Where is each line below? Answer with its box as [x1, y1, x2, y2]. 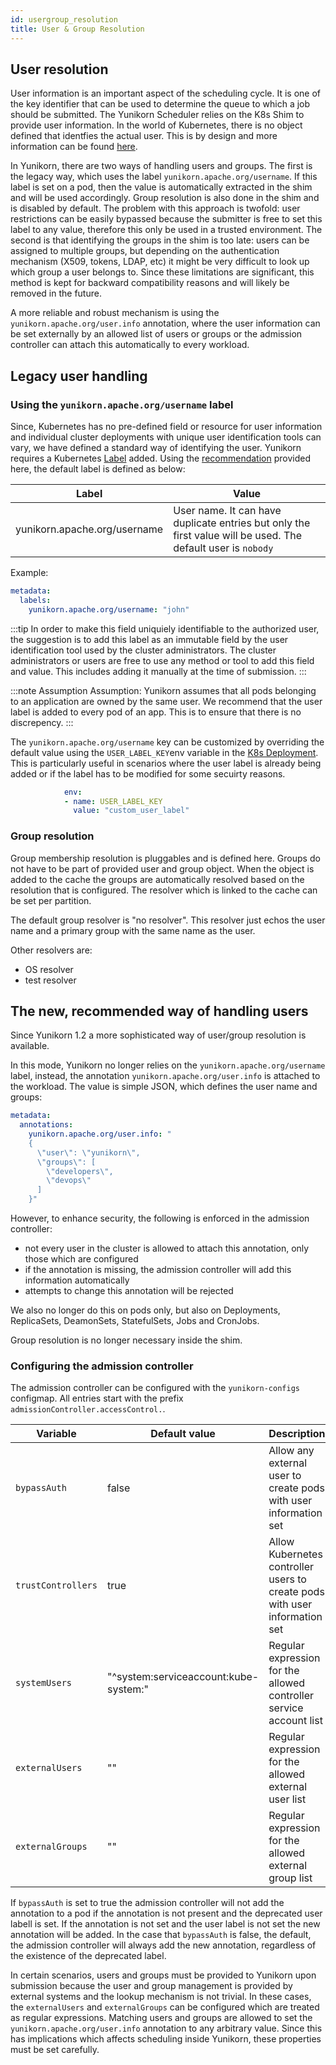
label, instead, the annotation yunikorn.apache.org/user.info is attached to [10, 1070, 321, 1082]
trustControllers [15, 1580, 98, 1591]
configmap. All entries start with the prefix [10, 1392, 184, 1405]
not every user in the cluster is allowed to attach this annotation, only [24, 1242, 310, 1255]
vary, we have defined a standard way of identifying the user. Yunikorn [10, 442, 302, 453]
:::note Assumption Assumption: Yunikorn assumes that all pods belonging [10, 684, 317, 696]
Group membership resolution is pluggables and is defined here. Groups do [10, 852, 321, 864]
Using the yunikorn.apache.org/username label [10, 397, 234, 411]
